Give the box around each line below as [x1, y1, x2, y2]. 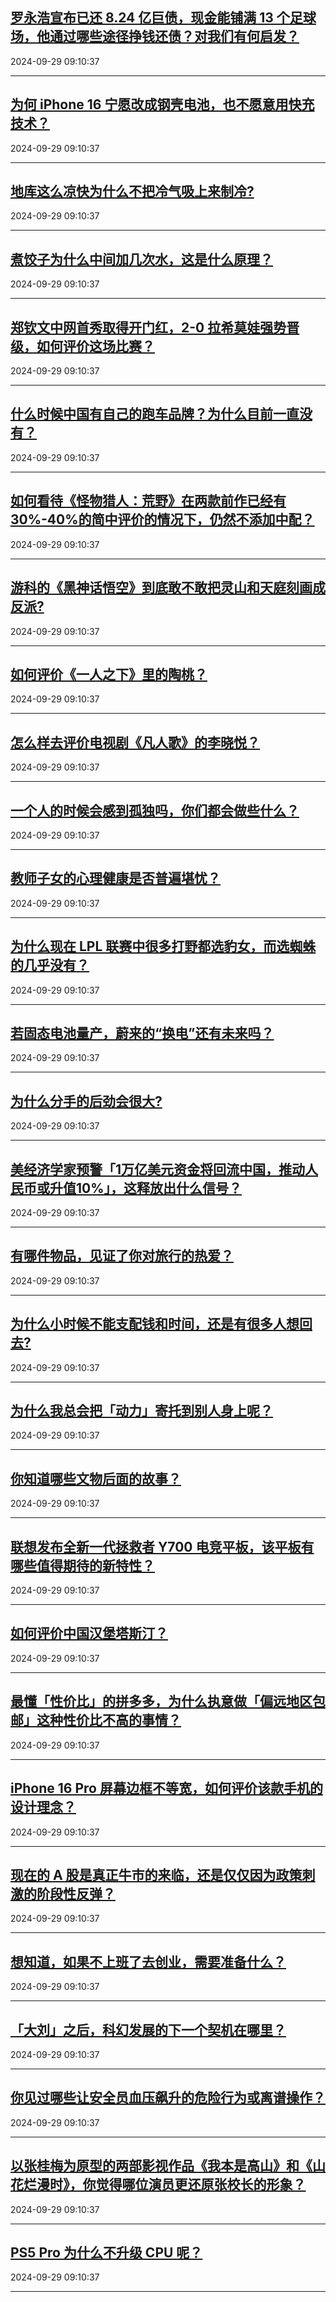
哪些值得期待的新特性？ [10, 1557, 155, 1574]
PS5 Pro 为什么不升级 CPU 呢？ [10, 2244, 203, 2261]
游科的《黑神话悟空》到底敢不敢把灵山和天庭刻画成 [10, 579, 326, 597]
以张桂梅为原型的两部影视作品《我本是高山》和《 [10, 2158, 313, 2175]
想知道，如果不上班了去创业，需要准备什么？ [10, 1953, 287, 1970]
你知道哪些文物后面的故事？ [10, 1470, 182, 1487]
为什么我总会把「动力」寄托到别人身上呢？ [10, 1403, 273, 1420]
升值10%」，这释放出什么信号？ [49, 1179, 243, 1197]
